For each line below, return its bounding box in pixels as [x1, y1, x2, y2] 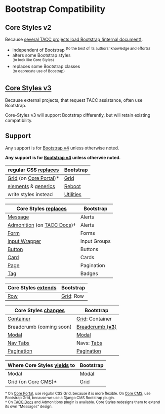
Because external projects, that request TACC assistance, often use [5, 97, 143, 103]
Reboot [64, 183, 81, 190]
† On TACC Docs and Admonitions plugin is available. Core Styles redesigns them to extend [5, 400, 161, 405]
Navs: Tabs [76, 339, 103, 346]
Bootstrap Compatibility [5, 3, 106, 15]
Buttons [80, 246, 99, 253]
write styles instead [7, 191, 53, 198]
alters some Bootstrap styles [12, 52, 71, 58]
